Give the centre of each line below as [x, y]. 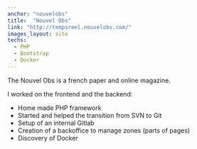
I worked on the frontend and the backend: [70, 94]
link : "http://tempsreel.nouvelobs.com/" [70, 27]
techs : [17, 40]
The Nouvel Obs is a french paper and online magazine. [89, 80]
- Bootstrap [32, 54]
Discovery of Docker [48, 138]
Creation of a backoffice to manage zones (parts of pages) [104, 130]
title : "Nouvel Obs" [39, 21]
